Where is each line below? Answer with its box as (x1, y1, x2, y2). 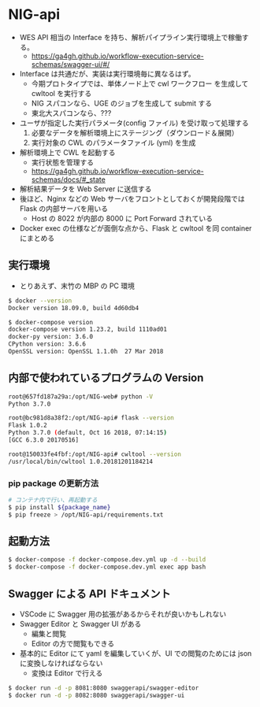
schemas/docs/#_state (31, 175, 106, 184)
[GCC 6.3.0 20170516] (8, 436, 80, 444)
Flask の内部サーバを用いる (19, 203, 109, 213)
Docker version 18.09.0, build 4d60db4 (8, 304, 139, 312)
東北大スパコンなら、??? (31, 108, 112, 117)
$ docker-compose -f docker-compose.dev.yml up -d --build (8, 556, 206, 564)
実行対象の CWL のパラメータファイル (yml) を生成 (31, 138, 196, 147)
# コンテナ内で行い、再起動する (8, 496, 98, 504)
